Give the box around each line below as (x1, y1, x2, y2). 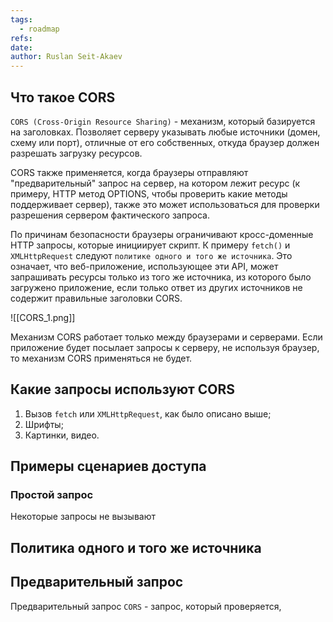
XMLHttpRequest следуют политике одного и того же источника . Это (10, 249, 293, 261)
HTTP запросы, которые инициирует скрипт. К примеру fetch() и (10, 239, 291, 251)
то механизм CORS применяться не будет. (10, 352, 193, 364)
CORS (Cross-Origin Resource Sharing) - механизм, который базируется (10, 115, 316, 127)
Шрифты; (24, 418, 64, 430)
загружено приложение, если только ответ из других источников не (10, 281, 303, 293)
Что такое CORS (10, 89, 116, 106)
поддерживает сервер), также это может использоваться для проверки (10, 198, 320, 210)
